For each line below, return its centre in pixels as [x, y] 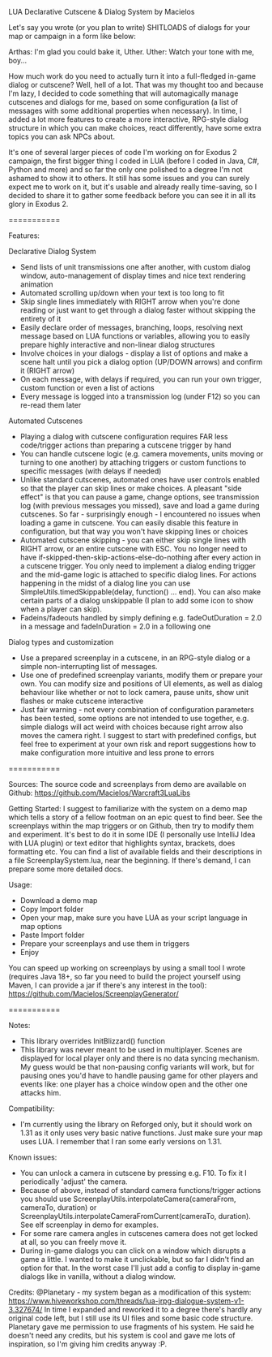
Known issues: [33, 1157]
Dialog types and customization [61, 642]
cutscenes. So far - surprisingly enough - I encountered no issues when [140, 514]
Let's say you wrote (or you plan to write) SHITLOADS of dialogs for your [130, 27]
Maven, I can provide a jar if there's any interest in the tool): [108, 985]
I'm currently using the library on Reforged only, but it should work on [136, 1124]
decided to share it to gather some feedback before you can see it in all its [132, 195]
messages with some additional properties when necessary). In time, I [125, 110]
